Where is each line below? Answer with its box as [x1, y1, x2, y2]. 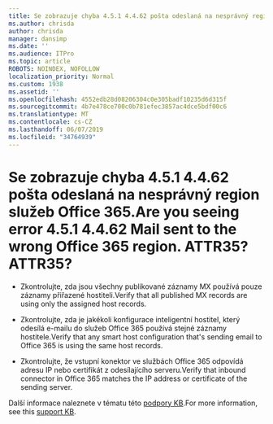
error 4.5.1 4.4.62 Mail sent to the [8, 220, 237, 238]
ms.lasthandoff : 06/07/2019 [8, 125, 104, 133]
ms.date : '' [8, 42, 49, 50]
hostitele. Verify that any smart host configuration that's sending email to [19, 331, 262, 342]
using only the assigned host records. [19, 299, 147, 308]
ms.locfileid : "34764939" [8, 133, 96, 141]
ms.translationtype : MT [8, 111, 89, 119]
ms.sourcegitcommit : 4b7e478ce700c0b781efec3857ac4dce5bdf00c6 [8, 103, 227, 111]
